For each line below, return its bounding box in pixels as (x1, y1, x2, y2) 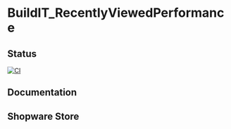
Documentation (7, 86, 77, 99)
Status (7, 48, 37, 60)
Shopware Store (7, 110, 80, 122)
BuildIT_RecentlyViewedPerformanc (7, 5, 225, 21)
